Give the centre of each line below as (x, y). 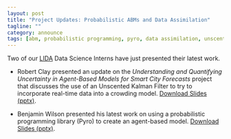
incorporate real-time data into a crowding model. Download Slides (112, 94)
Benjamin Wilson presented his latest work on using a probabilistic (111, 114)
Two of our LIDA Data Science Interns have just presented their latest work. (114, 58)
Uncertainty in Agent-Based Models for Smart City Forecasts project (114, 79)
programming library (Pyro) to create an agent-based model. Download (118, 121)
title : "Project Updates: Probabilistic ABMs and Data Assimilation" (109, 20)
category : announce (35, 33)
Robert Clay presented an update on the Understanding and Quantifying (119, 72)
